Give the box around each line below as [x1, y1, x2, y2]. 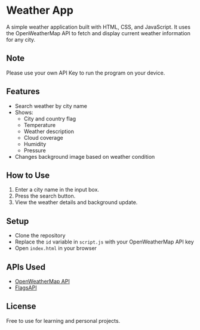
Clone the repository [14, 232, 66, 239]
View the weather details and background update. [14, 199, 138, 206]
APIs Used [6, 262, 46, 272]
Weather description [23, 128, 75, 135]
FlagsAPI [14, 284, 37, 291]
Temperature [23, 121, 56, 128]
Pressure [23, 147, 46, 154]
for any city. [6, 36, 36, 43]
